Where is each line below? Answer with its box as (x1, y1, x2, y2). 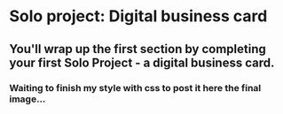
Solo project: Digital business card (9, 6, 268, 27)
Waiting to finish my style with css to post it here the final (9, 81, 262, 94)
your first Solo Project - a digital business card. (9, 55, 275, 70)
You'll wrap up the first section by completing (9, 42, 266, 57)
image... (9, 93, 46, 105)
